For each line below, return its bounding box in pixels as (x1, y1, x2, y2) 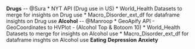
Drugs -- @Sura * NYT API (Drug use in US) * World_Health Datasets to (6, 5, 182, 12)
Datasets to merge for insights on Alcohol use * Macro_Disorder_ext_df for (6, 30, 189, 37)
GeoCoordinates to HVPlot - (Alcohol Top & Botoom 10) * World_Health (6, 24, 181, 31)
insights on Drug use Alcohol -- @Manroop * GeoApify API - (6, 18, 155, 24)
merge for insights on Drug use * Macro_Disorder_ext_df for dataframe (6, 11, 180, 18)
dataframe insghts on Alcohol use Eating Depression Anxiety (6, 37, 159, 43)
